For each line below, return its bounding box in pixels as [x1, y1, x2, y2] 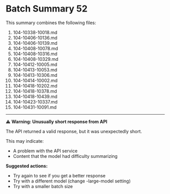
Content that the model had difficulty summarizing [13, 153, 118, 159]
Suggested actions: [6, 163, 48, 169]
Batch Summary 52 [6, 3, 88, 15]
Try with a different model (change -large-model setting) [13, 178, 131, 184]
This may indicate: [6, 138, 44, 144]
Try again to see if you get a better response [13, 172, 105, 178]
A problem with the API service [13, 148, 78, 154]
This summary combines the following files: [6, 20, 96, 26]
